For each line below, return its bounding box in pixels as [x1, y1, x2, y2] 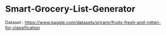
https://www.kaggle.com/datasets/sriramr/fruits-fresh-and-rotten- [24, 19, 161, 25]
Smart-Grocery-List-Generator [5, 3, 136, 15]
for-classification [5, 24, 40, 30]
